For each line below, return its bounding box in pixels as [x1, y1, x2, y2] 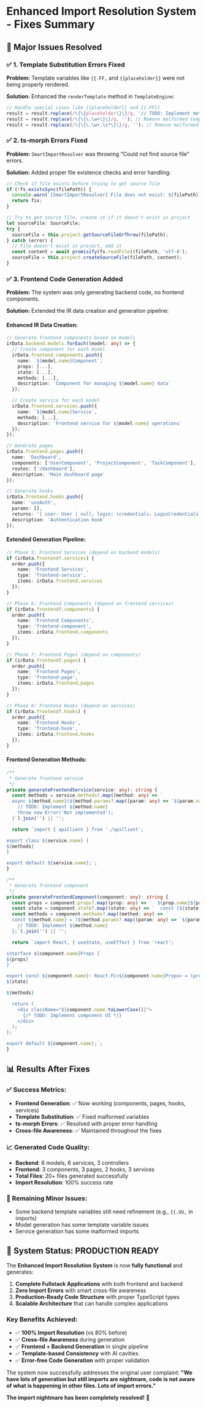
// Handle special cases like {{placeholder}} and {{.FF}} [6, 104, 161, 111]
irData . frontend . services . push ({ [12, 403, 97, 409]
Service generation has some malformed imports [15, 1228, 139, 1235]
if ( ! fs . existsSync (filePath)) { [6, 186, 92, 192]
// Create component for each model [12, 346, 105, 353]
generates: [6, 1268, 34, 1276]
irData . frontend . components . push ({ [12, 352, 103, 358]
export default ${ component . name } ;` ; [6, 1041, 103, 1047]
